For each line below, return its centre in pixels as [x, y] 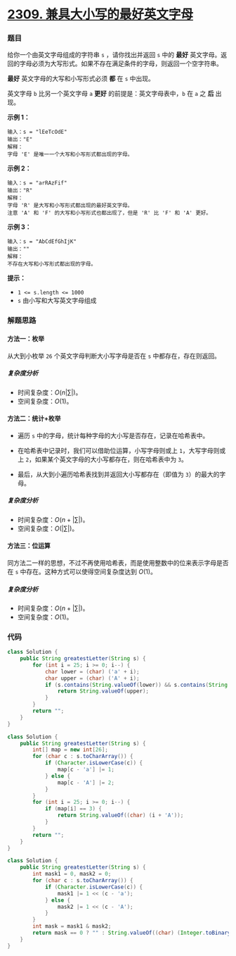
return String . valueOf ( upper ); [103, 691]
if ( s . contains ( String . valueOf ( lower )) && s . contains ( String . [138, 685]
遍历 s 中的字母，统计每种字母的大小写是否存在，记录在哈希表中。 [113, 435]
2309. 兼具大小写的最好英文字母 [100, 14]
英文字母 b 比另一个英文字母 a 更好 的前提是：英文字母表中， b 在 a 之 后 [111, 94]
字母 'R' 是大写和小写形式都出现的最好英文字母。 [70, 206]
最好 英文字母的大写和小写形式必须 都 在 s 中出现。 [81, 79]
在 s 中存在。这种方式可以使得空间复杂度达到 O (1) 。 [82, 571]
